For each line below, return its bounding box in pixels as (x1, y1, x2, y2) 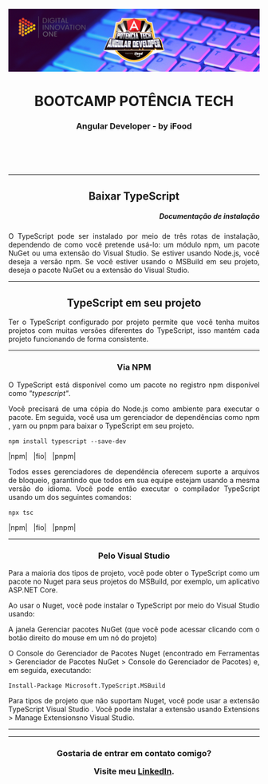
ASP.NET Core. (8, 584, 58, 595)
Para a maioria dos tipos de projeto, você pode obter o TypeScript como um (8, 568, 260, 577)
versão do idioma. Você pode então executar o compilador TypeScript (8, 484, 260, 493)
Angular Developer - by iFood (75, 121, 193, 132)
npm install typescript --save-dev (8, 437, 127, 445)
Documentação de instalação (159, 212, 260, 221)
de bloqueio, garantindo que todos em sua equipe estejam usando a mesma (8, 475, 260, 485)
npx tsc (8, 509, 34, 517)
